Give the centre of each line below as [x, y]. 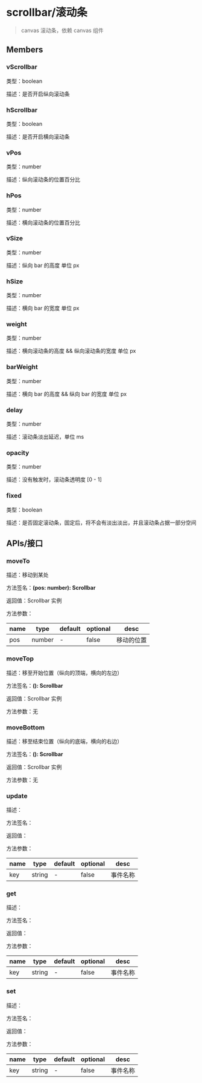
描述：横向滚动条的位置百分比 [43, 222]
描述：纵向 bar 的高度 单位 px [43, 265]
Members [25, 50]
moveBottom [26, 727]
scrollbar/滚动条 [47, 12]
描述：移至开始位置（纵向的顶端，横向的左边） [64, 673]
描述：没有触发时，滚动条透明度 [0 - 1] [54, 479]
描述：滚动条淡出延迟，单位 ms [45, 437]
